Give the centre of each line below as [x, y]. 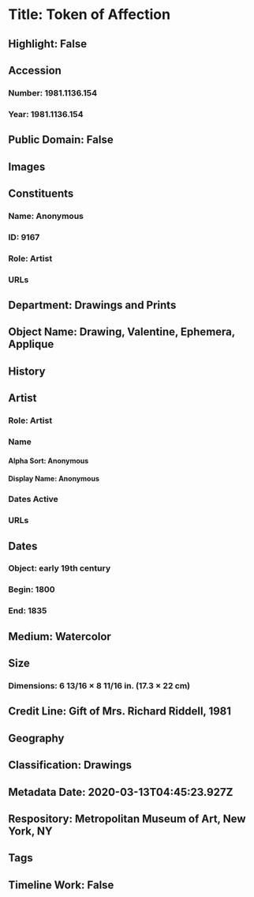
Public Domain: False [61, 140]
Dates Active [34, 499]
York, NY [30, 831]
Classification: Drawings [70, 765]
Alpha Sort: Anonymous [49, 461]
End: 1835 [28, 611]
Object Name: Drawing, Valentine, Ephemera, [121, 332]
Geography [36, 738]
